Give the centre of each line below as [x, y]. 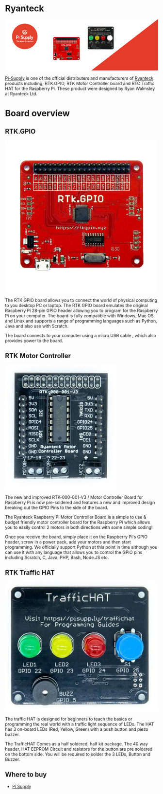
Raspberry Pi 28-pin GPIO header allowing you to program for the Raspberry [81, 310]
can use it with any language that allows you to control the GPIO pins [74, 552]
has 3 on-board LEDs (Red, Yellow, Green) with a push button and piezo [77, 729]
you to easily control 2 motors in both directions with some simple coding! [79, 527]
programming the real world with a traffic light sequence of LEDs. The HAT [80, 724]
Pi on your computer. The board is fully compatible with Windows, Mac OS [79, 316]
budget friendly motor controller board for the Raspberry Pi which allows [78, 522]
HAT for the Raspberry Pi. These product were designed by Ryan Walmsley [80, 89]
